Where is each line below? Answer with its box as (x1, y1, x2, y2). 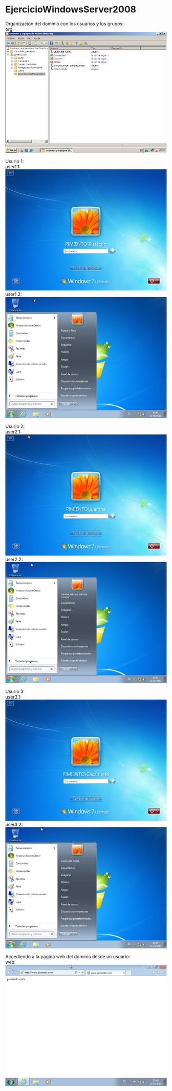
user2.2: (5, 556, 23, 562)
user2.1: (5, 428, 22, 434)
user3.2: (5, 821, 23, 827)
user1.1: (5, 163, 21, 170)
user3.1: (5, 693, 21, 700)
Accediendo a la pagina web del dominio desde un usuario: (5, 953, 131, 960)
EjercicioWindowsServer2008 (5, 4, 137, 15)
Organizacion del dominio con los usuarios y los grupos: (5, 21, 124, 27)
